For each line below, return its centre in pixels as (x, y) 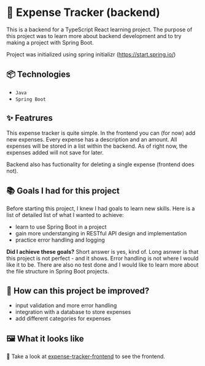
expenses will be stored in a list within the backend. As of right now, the (97, 146)
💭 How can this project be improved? (78, 291)
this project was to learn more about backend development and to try (94, 36)
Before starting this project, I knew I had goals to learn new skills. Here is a (101, 208)
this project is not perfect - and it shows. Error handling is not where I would (102, 258)
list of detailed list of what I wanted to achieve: (65, 215)
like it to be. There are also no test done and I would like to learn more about (102, 265)
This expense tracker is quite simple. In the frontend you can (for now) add (101, 133)
